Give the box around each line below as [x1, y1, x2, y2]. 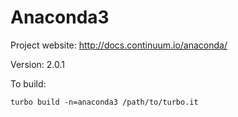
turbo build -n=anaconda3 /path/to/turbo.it [10, 97, 199, 107]
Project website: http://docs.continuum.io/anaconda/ [10, 39, 228, 51]
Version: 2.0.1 [10, 58, 66, 70]
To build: [10, 77, 47, 90]
